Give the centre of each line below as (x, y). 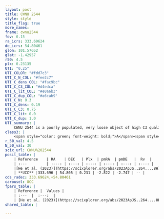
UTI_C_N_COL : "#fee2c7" (29, 78)
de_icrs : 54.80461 (24, 46)
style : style (18, 19)
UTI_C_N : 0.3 (18, 100)
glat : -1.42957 (20, 55)
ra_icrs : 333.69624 (25, 41)
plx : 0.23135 (18, 64)
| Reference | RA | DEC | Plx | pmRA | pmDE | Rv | (83, 159)
